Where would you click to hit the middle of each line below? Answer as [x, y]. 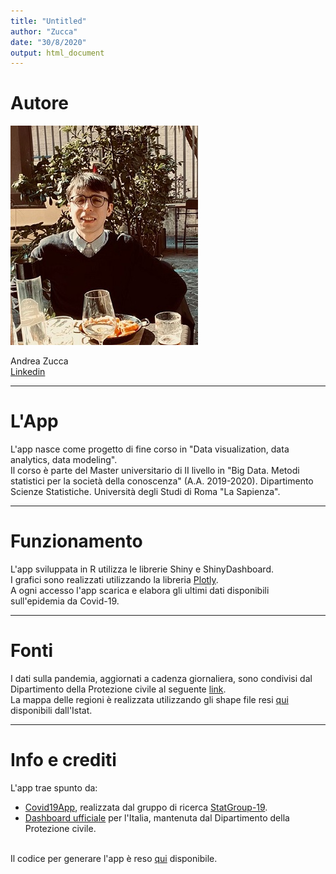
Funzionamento [76, 541]
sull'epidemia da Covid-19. [65, 601]
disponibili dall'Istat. [51, 710]
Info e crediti [63, 760]
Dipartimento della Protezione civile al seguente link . [118, 689]
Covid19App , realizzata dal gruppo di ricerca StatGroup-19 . [146, 807]
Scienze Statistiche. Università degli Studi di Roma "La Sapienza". [145, 492]
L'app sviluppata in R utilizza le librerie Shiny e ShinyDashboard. [142, 569]
